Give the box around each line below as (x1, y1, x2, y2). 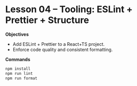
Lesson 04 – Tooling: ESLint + (5, 4, 133, 15)
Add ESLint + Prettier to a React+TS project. (12, 41, 105, 47)
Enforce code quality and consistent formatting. (12, 46, 113, 52)
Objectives (5, 31, 29, 37)
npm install (5, 66, 31, 71)
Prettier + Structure (5, 14, 89, 26)
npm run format (5, 75, 38, 81)
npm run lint (5, 71, 33, 76)
